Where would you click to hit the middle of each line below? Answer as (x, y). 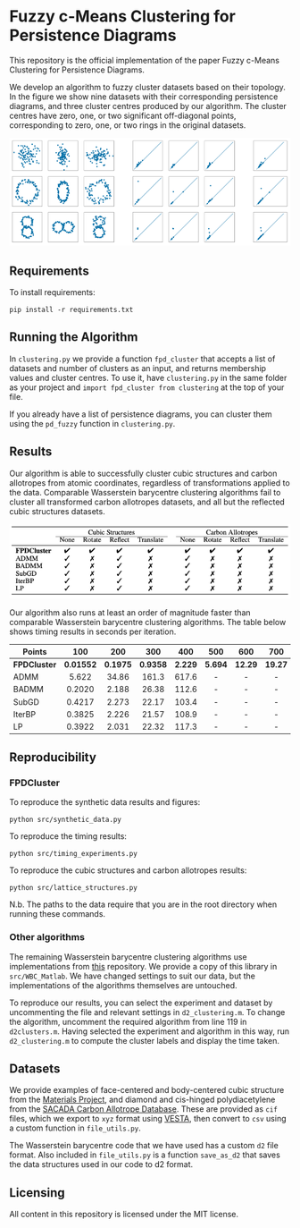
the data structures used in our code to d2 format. (101, 1164)
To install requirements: (52, 292)
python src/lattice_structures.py (74, 888)
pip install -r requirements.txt (71, 309)
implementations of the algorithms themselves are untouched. (123, 985)
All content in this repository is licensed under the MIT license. (124, 1215)
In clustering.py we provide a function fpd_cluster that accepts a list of (142, 359)
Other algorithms (47, 937)
